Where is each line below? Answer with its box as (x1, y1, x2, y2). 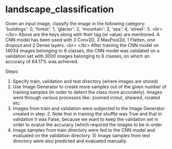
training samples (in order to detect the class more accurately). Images (12, 89, 163, 95)
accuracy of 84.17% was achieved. (5, 58, 79, 64)
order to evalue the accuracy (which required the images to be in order (12, 121, 162, 128)
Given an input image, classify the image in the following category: (5, 20, 146, 27)
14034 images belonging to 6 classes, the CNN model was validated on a (5, 47, 160, 54)
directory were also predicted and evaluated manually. (12, 138, 127, 144)
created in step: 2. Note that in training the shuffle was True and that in (12, 111, 162, 117)
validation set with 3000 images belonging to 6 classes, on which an (5, 53, 150, 59)
